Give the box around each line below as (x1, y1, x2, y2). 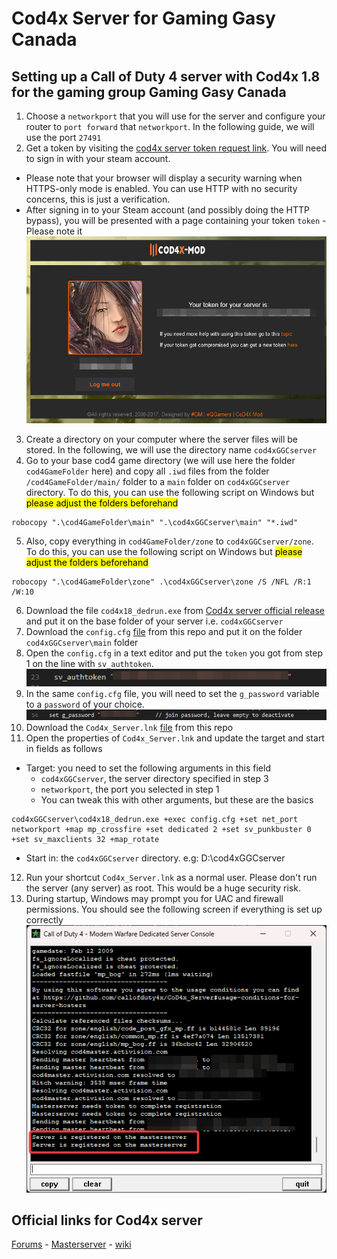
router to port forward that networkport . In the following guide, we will (25, 121, 315, 132)
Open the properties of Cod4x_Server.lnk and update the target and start (25, 732, 325, 744)
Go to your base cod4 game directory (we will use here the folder (25, 455, 296, 467)
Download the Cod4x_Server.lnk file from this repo (25, 722, 234, 734)
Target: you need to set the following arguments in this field (25, 762, 271, 774)
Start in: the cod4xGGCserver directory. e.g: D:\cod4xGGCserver (25, 852, 286, 864)
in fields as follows (25, 743, 103, 755)
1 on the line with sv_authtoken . (25, 658, 154, 670)
